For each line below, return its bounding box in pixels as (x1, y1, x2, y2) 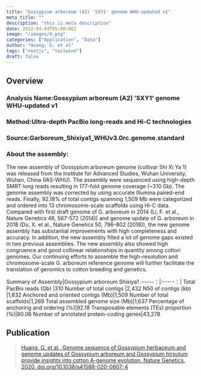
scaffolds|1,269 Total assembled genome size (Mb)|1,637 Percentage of (6, 298, 185, 305)
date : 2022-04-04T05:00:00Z (6, 25, 77, 32)
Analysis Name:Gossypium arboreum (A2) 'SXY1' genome (6, 94, 181, 102)
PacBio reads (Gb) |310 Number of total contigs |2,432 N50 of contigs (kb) (6, 285, 191, 292)
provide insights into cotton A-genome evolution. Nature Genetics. (20, 356, 185, 364)
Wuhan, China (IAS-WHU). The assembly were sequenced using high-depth (6, 176, 195, 183)
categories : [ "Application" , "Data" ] (6, 37, 101, 43)
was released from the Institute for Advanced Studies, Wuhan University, (6, 170, 187, 177)
